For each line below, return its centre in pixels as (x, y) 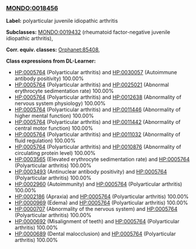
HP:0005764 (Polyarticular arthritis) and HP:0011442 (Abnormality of (97, 122)
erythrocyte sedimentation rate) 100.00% (64, 91)
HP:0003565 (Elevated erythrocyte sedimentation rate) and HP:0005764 (102, 160)
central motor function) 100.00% (54, 128)
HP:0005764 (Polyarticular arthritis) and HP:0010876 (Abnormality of (98, 147)
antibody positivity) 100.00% (49, 79)
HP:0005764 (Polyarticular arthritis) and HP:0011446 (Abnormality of (97, 110)
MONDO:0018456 (32, 8)
